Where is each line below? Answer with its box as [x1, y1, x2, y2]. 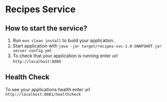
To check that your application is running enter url [12, 53, 118, 59]
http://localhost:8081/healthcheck [5, 92, 81, 97]
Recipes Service [5, 4, 76, 15]
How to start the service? [5, 24, 88, 33]
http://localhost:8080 [12, 59, 61, 64]
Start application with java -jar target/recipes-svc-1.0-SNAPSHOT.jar [12, 43, 162, 49]
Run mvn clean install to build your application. [12, 37, 115, 43]
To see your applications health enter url [5, 86, 90, 92]
